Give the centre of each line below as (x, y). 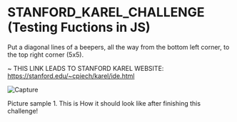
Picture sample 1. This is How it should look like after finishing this (104, 103)
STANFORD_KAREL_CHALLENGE (106, 12)
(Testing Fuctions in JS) (79, 27)
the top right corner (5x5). (46, 55)
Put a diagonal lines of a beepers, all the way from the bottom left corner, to (118, 47)
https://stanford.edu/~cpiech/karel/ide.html (71, 76)
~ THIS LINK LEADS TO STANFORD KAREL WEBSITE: (86, 68)
